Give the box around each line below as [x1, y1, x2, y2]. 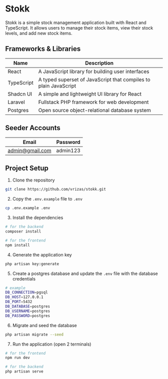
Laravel [7, 98, 25, 105]
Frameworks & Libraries [5, 44, 81, 53]
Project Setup [5, 163, 49, 172]
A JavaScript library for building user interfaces [38, 68, 149, 75]
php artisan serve [5, 369, 43, 374]
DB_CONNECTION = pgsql [5, 290, 48, 295]
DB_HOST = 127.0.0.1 [5, 294, 43, 300]
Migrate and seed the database [12, 322, 77, 328]
